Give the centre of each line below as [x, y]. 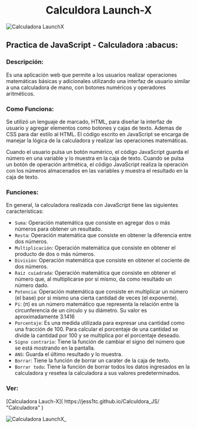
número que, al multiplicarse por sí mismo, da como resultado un [93, 279]
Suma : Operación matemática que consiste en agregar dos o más [92, 223]
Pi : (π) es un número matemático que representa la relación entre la [97, 304]
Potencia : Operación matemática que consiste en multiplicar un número [101, 292]
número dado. [31, 285]
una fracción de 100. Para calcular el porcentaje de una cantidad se [96, 329]
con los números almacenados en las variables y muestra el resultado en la [97, 170]
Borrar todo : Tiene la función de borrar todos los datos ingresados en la [102, 367]
